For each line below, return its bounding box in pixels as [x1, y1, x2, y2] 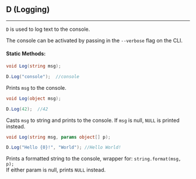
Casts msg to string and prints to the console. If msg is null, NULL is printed [6, 117, 180, 124]
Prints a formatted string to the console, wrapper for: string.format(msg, [6, 155, 181, 162]
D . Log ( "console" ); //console [6, 73, 80, 79]
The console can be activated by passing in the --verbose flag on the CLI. [6, 37, 183, 44]
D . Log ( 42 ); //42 [6, 106, 48, 112]
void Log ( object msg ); [6, 96, 61, 101]
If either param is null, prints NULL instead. [6, 166, 106, 174]
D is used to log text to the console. [6, 26, 90, 33]
